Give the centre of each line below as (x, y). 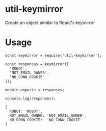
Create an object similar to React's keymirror (50, 23)
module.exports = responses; (35, 90)
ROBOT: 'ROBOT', (26, 111)
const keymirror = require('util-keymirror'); (53, 55)
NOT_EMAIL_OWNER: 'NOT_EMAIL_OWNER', (48, 116)
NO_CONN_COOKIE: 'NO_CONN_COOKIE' (46, 120)
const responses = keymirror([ (37, 64)
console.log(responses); (30, 98)
